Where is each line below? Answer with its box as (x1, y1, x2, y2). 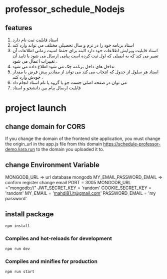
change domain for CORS (5, 122, 86, 131)
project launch (5, 102, 66, 114)
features (5, 24, 32, 32)
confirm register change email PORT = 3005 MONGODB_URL (5, 179, 131, 185)
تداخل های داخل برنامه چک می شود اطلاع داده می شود (12, 64, 115, 69)
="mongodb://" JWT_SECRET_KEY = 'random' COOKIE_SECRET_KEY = (5, 185, 151, 191)
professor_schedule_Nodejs (5, 4, 125, 15)
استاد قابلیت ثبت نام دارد (12, 37, 58, 43)
